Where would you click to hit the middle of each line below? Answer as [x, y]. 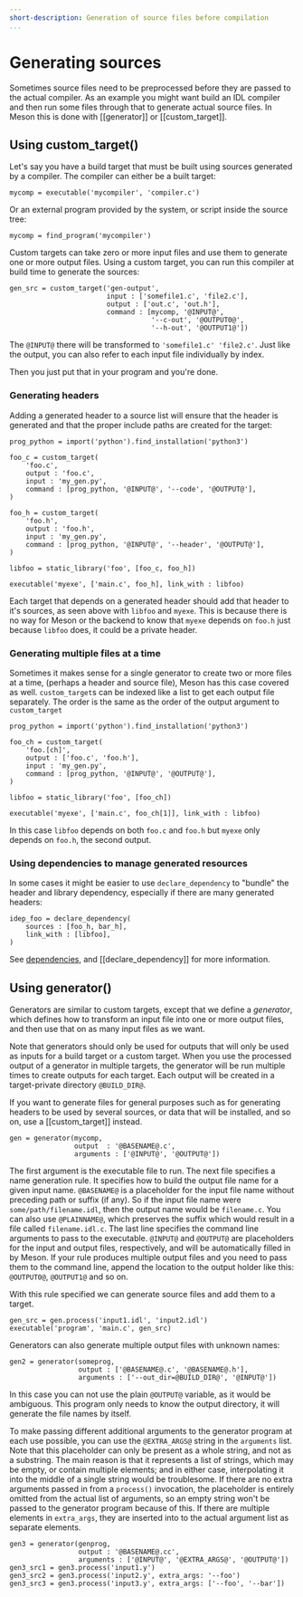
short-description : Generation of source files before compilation [139, 18]
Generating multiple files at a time [85, 653]
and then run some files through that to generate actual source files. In [141, 107]
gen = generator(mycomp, [56, 1138]
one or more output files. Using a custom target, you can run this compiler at [152, 263]
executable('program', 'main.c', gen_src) [90, 1329]
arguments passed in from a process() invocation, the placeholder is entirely [152, 1489]
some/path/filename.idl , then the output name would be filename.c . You [145, 1210]
